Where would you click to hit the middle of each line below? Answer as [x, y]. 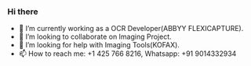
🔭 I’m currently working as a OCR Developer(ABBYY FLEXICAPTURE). [131, 29]
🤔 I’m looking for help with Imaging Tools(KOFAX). [99, 45]
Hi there [23, 12]
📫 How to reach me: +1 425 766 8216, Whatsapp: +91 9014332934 [127, 54]
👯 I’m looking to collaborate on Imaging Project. [95, 36]
